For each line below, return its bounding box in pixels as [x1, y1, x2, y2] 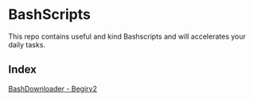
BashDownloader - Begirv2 [8, 84, 97, 93]
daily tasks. [8, 39, 46, 49]
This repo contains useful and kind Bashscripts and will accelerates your [8, 32, 247, 41]
